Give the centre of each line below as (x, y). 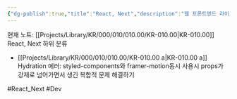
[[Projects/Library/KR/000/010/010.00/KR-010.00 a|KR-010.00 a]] (113, 58)
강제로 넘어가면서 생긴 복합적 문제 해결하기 (76, 74)
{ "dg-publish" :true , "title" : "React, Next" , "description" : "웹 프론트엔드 (112, 14)
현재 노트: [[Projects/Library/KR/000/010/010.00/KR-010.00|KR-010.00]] (111, 34)
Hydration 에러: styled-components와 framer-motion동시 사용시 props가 (120, 66)
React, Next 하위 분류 (37, 44)
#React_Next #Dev (35, 88)
